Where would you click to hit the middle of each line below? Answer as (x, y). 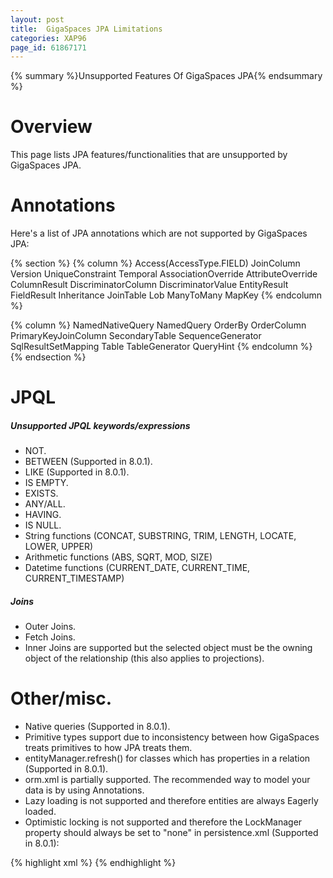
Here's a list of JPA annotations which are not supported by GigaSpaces (159, 233)
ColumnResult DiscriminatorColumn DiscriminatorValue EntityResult (149, 285)
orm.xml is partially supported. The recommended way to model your (167, 780)
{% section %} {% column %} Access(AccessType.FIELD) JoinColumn (155, 263)
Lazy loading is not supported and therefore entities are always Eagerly (171, 801)
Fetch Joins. (50, 637)
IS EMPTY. (46, 483)
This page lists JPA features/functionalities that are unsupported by (149, 155)
